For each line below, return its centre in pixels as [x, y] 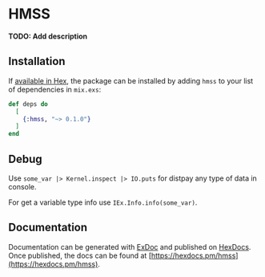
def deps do [28, 104]
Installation [37, 61]
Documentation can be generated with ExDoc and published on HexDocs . [130, 246]
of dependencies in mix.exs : [55, 89]
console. [23, 186]
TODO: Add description [48, 36]
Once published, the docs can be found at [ [80, 255]
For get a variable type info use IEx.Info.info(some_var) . [103, 202]
